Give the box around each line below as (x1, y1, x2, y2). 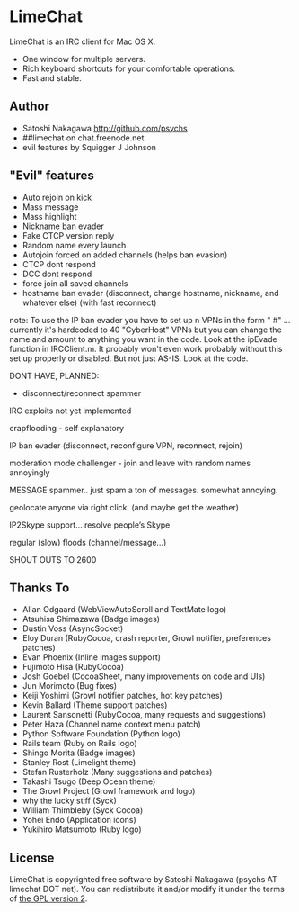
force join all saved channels (22, 277, 128, 289)
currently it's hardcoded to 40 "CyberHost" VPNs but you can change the (9, 324, 283, 335)
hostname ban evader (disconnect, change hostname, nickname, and (22, 287, 279, 298)
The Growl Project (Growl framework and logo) (22, 786, 196, 797)
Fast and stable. (22, 72, 83, 83)
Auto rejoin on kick (22, 192, 92, 203)
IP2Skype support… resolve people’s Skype (9, 519, 171, 530)
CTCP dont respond (22, 258, 96, 269)
